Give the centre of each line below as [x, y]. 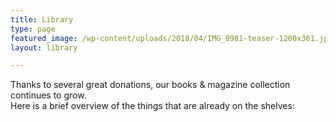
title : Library [42, 19]
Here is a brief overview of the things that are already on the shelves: [152, 106]
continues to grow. [48, 95]
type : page [33, 29]
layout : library [44, 47]
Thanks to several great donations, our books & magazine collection [150, 85]
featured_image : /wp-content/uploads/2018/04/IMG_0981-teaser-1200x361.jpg [171, 38]
